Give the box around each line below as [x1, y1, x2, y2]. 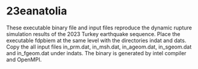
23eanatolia [6, 4, 67, 18]
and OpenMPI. [6, 56, 42, 63]
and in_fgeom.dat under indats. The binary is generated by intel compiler [6, 49, 187, 56]
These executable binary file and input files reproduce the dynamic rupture [6, 24, 193, 31]
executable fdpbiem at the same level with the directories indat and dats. [6, 37, 187, 44]
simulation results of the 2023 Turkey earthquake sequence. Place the [6, 30, 181, 37]
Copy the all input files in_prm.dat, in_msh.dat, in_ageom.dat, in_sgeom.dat [6, 43, 192, 50]
